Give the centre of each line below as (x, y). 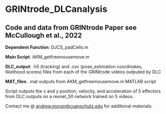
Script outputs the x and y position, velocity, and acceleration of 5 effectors (83, 91)
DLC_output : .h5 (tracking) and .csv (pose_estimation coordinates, (74, 66)
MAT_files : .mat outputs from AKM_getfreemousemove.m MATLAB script (81, 81)
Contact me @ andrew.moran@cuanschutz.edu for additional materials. (79, 106)
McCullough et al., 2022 (44, 35)
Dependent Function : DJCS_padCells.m (47, 47)
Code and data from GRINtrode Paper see (71, 28)
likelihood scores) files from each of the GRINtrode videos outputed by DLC (83, 72)
